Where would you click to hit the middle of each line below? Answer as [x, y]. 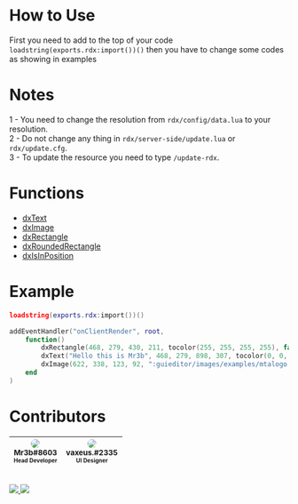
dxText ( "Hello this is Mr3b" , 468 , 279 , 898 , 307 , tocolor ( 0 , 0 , [165, 356]
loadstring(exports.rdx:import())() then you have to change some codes [146, 49]
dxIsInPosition [47, 255]
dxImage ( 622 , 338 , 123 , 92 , [93, 364]
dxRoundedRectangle [61, 246]
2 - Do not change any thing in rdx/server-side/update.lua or [122, 138]
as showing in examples [53, 59]
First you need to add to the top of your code [91, 40]
